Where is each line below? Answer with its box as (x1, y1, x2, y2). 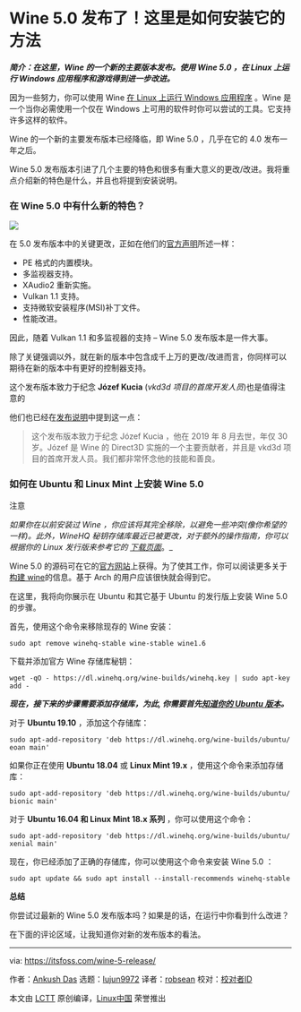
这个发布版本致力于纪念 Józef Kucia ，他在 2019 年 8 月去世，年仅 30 (30, 431, 288, 442)
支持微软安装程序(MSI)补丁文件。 (21, 302, 145, 313)
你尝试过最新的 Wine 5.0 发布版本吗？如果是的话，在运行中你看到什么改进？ (9, 910, 289, 921)
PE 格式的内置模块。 (21, 257, 99, 269)
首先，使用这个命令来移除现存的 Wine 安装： (9, 621, 175, 631)
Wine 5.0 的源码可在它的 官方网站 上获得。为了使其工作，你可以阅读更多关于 (9, 561, 288, 571)
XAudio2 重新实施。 (21, 279, 97, 291)
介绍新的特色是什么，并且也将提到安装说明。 (16, 175, 182, 185)
